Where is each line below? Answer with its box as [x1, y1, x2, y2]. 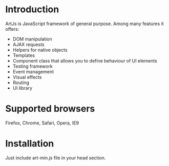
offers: [5, 26, 19, 32]
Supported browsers [5, 103, 95, 115]
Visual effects [12, 74, 42, 80]
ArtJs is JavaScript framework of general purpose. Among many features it [5, 20, 164, 27]
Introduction [5, 4, 59, 15]
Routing [12, 79, 30, 86]
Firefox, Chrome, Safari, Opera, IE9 [5, 119, 79, 126]
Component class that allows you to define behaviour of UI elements [12, 57, 157, 64]
